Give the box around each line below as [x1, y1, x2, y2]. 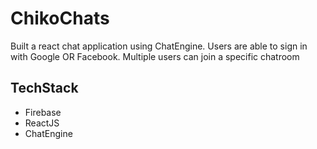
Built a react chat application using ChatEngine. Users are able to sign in [10, 40, 308, 52]
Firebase [24, 106, 62, 118]
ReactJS [24, 117, 60, 129]
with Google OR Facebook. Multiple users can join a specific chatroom [10, 50, 300, 62]
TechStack [10, 80, 79, 97]
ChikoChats [10, 7, 110, 30]
